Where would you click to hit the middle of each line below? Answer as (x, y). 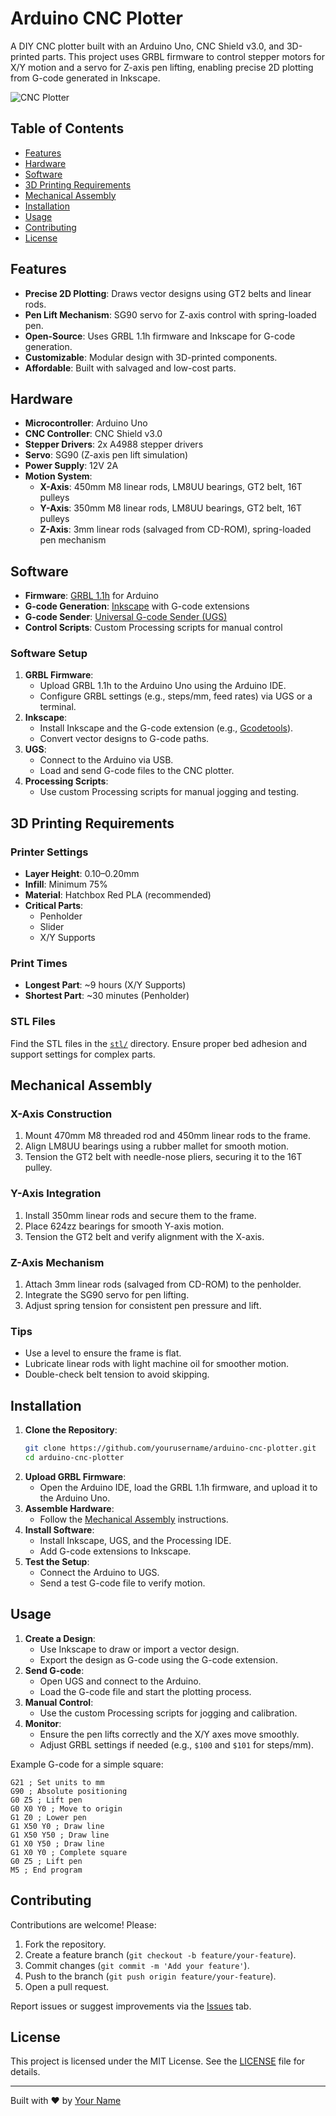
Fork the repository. (65, 1944)
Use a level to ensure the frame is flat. (103, 1353)
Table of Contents (67, 128)
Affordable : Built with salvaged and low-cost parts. (130, 368)
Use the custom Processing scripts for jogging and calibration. (168, 1713)
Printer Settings (49, 852)
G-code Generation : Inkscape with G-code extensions (137, 606)
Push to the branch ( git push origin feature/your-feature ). (150, 1976)
